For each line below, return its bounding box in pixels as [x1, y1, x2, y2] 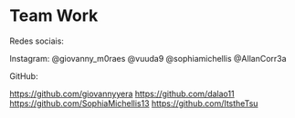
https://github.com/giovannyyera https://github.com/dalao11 [9, 88, 235, 99]
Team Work [9, 5, 99, 26]
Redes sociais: [9, 35, 64, 46]
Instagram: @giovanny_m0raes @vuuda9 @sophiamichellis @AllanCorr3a [9, 53, 287, 64]
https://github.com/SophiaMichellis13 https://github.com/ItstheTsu [9, 97, 258, 109]
